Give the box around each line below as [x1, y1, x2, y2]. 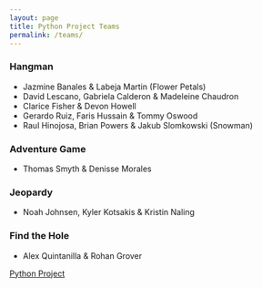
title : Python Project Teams [9, 22, 120, 31]
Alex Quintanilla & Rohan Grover [22, 250, 143, 261]
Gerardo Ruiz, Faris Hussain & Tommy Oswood [22, 110, 198, 121]
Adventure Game [9, 142, 86, 155]
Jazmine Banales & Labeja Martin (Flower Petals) [22, 81, 207, 92]
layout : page [9, 13, 59, 23]
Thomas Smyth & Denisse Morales [22, 163, 152, 174]
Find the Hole [9, 230, 70, 242]
